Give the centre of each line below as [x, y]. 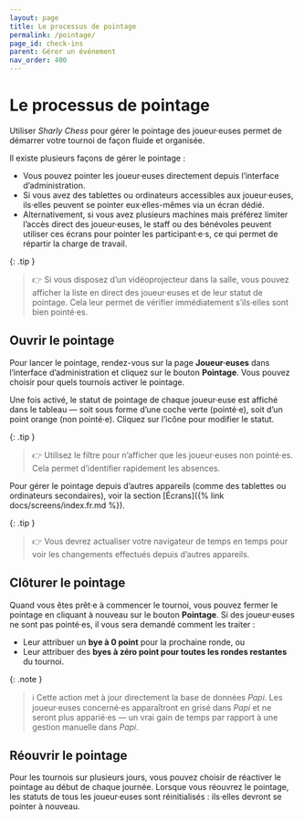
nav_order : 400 [38, 60]
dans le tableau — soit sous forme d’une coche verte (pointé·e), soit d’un [146, 409]
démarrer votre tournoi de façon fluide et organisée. [107, 140]
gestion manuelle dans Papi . [85, 727]
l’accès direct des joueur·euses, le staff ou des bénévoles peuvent [147, 223]
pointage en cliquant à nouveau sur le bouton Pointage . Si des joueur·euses [152, 614]
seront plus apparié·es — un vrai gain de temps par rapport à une [155, 717]
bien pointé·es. [60, 312]
